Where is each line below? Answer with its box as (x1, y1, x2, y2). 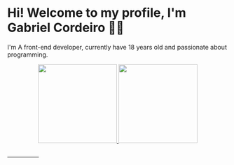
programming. (7, 50, 48, 59)
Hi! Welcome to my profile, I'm (7, 5, 187, 21)
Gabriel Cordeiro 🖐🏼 (7, 20, 125, 36)
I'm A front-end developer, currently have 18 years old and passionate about (7, 43, 228, 51)
